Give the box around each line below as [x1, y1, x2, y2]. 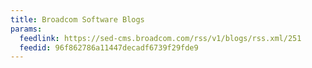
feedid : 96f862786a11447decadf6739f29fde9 [19, 42, 199, 53]
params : [10, 24, 43, 34]
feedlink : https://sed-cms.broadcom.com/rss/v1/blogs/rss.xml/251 [19, 33, 302, 43]
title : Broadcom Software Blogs [10, 14, 145, 25]
